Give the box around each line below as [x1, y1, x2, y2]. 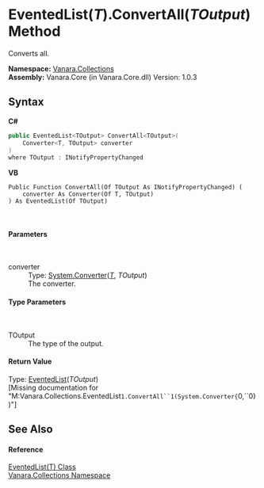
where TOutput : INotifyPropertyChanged [8, 154, 144, 162]
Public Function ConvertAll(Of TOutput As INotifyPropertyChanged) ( [8, 184, 243, 192]
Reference [8, 444, 44, 454]
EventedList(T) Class [8, 462, 77, 472]
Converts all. [8, 48, 50, 58]
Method [8, 22, 61, 40]
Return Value [8, 356, 52, 366]
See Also [8, 422, 53, 437]
